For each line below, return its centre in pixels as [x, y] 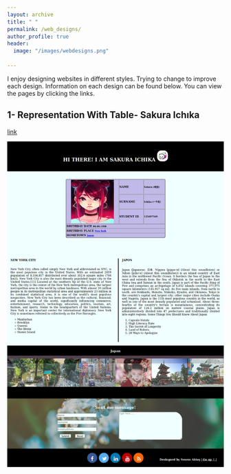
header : [18, 44]
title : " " [23, 22]
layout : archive [30, 14]
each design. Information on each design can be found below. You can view [114, 86]
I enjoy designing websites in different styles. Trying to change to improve [112, 79]
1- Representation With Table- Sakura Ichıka [103, 115]
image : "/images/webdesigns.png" [61, 51]
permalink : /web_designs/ [44, 29]
